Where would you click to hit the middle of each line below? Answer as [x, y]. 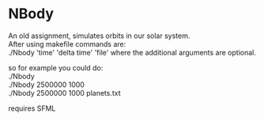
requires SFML [32, 108]
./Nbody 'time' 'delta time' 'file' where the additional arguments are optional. [132, 52]
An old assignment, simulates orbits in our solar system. [99, 36]
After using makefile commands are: [67, 43]
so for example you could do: [56, 67]
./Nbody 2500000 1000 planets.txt [64, 93]
